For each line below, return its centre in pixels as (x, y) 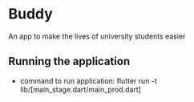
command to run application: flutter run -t (89, 80)
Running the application (69, 61)
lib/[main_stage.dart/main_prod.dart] (81, 89)
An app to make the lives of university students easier (97, 36)
